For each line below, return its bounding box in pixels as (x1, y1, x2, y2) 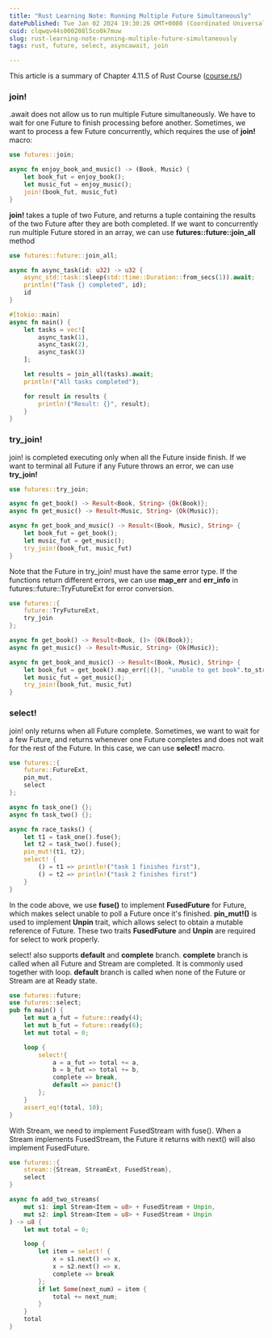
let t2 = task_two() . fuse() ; (23, 841, 122, 849)
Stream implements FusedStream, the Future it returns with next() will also (9, 1134, 256, 1143)
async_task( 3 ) (38, 348, 86, 356)
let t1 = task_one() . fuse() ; (23, 833, 122, 841)
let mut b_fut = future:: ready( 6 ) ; (23, 1021, 144, 1030)
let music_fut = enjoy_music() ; (23, 181, 132, 189)
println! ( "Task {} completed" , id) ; (23, 281, 148, 289)
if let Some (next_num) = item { (38, 1285, 148, 1293)
